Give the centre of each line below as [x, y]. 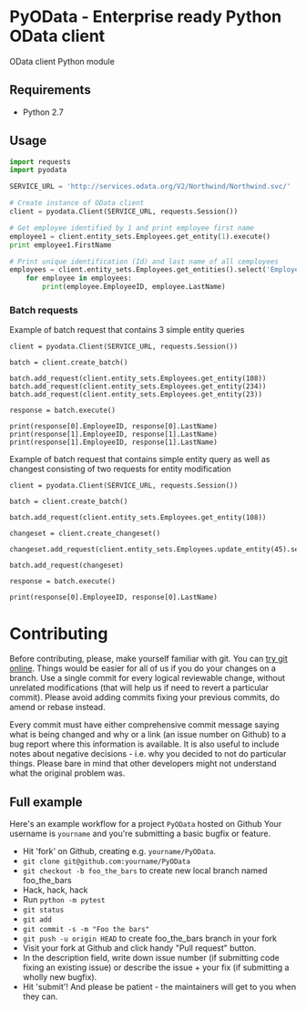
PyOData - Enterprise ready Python [146, 17]
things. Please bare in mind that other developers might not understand [143, 764]
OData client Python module [62, 61]
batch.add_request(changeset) [67, 566]
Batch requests [44, 310]
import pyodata [38, 170]
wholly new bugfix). [60, 977]
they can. [40, 996]
